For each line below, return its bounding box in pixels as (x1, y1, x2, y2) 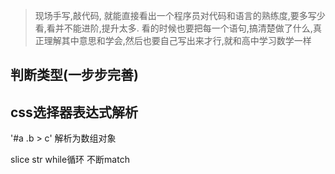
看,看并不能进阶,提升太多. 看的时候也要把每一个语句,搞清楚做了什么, (34, 22, 313, 34)
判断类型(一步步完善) (10, 67, 139, 84)
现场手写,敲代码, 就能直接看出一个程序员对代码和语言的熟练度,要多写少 (34, 10, 326, 21)
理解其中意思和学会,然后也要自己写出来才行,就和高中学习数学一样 (43, 35, 312, 46)
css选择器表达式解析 (10, 104, 138, 121)
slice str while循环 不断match (10, 154, 130, 166)
